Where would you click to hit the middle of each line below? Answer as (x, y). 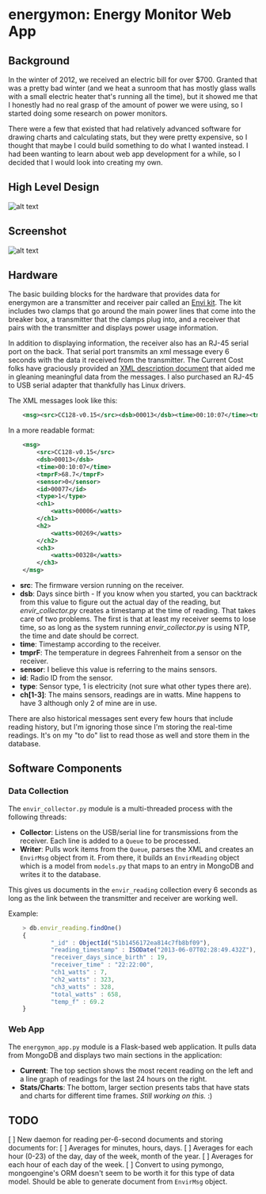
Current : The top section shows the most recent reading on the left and (136, 1070)
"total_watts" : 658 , (86, 994)
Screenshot (38, 231)
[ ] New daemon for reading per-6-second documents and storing (116, 1139)
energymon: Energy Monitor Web (120, 15)
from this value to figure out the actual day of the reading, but (120, 602)
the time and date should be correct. (79, 636)
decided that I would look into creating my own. (86, 162)
